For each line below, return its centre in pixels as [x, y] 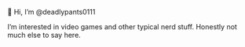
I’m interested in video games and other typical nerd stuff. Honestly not [122, 27]
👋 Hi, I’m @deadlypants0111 [51, 12]
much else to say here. [44, 35]
